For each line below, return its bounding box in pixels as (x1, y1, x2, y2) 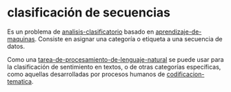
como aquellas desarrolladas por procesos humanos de (7, 70, 165, 78)
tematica (7, 77, 32, 85)
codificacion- (166, 70, 205, 78)
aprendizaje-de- (155, 27, 202, 36)
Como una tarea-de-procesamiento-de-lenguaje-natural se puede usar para (7, 55, 224, 63)
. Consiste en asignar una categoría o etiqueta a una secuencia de (34, 34, 223, 43)
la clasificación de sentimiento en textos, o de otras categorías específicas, (7, 62, 221, 71)
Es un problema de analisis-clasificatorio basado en (7, 27, 154, 36)
